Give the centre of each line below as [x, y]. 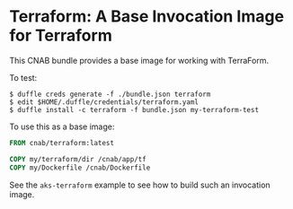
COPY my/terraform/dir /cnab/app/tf [78, 159]
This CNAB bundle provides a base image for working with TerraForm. [139, 60]
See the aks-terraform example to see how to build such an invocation [140, 185]
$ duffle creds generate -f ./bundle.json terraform [110, 94]
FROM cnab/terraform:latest [62, 143]
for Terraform [61, 35]
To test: [23, 77]
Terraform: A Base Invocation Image [147, 17]
